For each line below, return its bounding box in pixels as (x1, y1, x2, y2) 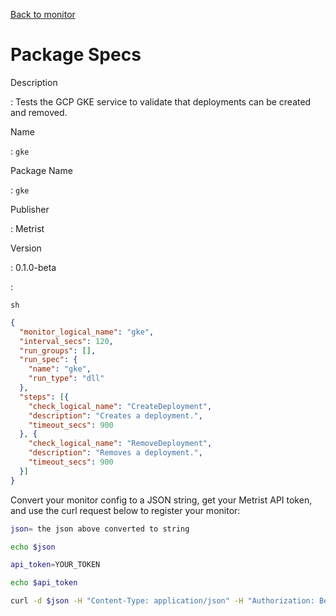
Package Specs (10, 44, 142, 66)
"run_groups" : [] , (19, 345, 97, 356)
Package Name (10, 164, 73, 176)
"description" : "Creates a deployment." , (28, 410, 203, 421)
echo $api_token (10, 578, 78, 588)
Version (10, 242, 42, 254)
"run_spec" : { (19, 355, 78, 365)
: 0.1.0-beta (10, 261, 57, 273)
